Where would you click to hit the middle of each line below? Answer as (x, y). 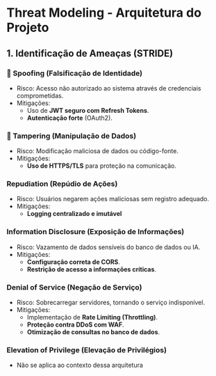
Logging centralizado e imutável (74, 214)
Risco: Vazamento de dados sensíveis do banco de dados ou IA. (108, 247)
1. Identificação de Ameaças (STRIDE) (90, 53)
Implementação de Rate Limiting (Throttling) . (92, 318)
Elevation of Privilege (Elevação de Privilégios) (87, 350)
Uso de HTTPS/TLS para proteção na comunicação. (101, 166)
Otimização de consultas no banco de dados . (93, 332)
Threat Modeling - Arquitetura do (104, 13)
